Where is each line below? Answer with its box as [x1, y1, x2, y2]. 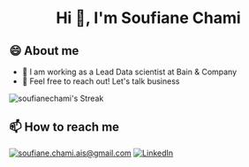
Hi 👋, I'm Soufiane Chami [56, 8, 241, 28]
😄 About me [9, 43, 79, 58]
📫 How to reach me [9, 119, 120, 135]
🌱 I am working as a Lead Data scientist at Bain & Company [21, 66, 238, 77]
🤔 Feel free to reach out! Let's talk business [21, 76, 180, 87]
